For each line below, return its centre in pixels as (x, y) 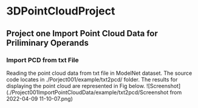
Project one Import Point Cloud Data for (82, 33)
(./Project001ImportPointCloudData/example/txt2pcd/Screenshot (87, 92)
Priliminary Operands (48, 43)
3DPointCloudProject (61, 11)
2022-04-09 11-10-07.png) (39, 98)
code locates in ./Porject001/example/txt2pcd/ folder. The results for (92, 79)
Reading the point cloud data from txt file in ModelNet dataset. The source (99, 73)
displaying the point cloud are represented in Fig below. (76, 86)
